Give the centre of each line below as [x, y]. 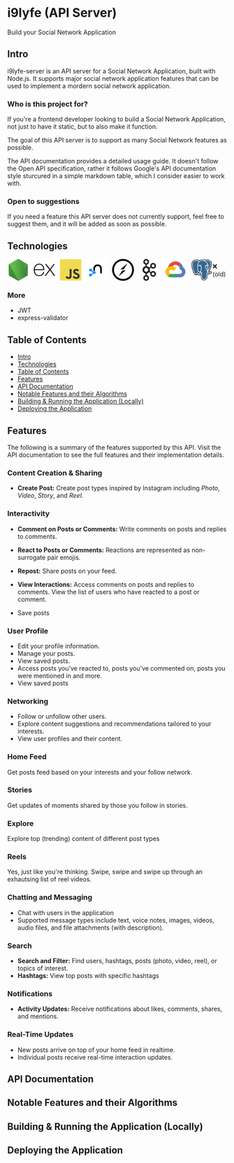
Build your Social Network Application [62, 32]
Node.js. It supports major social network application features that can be [113, 78]
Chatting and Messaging [50, 898]
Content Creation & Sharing [55, 473]
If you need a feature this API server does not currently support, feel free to [116, 217]
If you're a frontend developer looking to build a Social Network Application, [116, 119]
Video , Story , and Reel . [50, 496]
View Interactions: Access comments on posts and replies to [105, 584]
